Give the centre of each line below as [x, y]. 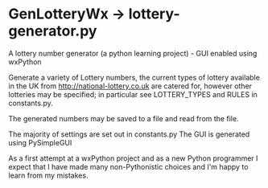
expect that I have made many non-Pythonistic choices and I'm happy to [128, 166]
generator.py [53, 31]
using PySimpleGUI [40, 142]
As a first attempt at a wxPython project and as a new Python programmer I [133, 158]
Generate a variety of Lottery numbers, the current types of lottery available [134, 77]
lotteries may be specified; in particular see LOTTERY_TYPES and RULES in [133, 94]
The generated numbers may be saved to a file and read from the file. [124, 118]
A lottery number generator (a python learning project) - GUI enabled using [133, 53]
